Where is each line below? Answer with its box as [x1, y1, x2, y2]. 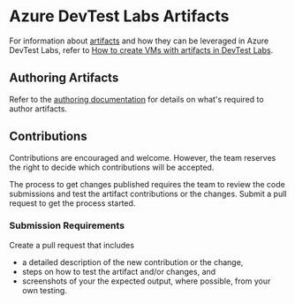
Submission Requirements [9, 219, 125, 232]
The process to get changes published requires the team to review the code [9, 179, 285, 189]
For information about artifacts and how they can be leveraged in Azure [9, 35, 269, 46]
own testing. [21, 285, 68, 295]
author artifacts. [9, 103, 68, 114]
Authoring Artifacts [9, 71, 119, 86]
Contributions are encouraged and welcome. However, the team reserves [9, 152, 276, 163]
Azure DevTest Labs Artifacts [9, 6, 230, 27]
